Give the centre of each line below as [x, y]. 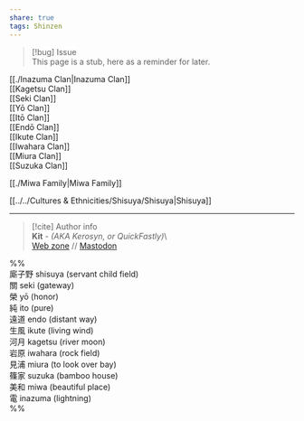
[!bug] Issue [54, 51]
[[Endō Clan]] [34, 126]
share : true [32, 18]
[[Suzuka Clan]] [38, 165]
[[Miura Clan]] [35, 155]
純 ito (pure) [32, 307]
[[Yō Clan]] [30, 108]
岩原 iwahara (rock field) [55, 352]
